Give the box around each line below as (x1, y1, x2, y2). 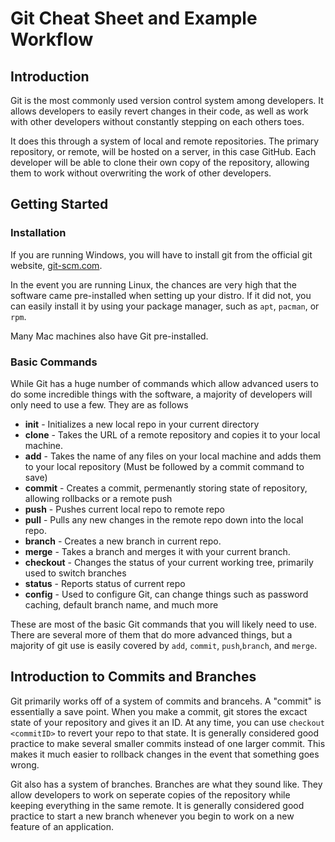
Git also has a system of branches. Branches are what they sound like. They (10, 778, 323, 790)
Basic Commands (10, 355, 98, 369)
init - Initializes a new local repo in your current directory (24, 418, 260, 430)
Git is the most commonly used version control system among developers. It (10, 95, 324, 106)
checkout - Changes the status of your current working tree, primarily (24, 556, 314, 568)
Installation (10, 226, 67, 240)
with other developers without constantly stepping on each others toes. (10, 116, 305, 127)
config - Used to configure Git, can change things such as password (24, 588, 309, 600)
